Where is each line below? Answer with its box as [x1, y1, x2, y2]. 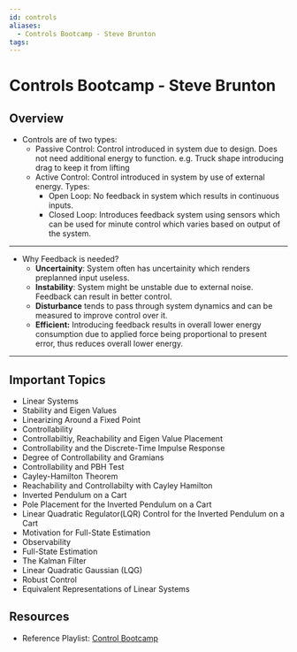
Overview [9, 111, 65, 126]
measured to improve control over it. [34, 311, 168, 321]
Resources [9, 610, 70, 625]
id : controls [9, 12, 57, 22]
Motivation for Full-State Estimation [21, 527, 151, 538]
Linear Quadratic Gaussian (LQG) [21, 565, 143, 576]
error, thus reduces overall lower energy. [34, 338, 184, 349]
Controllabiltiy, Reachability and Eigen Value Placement [21, 433, 224, 444]
